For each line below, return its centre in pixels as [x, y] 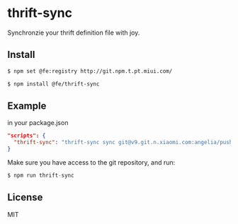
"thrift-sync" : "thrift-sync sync [64, 143]
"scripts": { [27, 136]
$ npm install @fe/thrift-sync [53, 84]
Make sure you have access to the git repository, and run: [91, 162]
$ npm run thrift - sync [41, 175]
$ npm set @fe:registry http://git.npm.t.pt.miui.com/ [90, 71]
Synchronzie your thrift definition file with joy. [74, 33]
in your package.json [38, 123]
